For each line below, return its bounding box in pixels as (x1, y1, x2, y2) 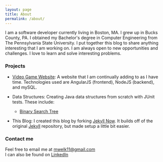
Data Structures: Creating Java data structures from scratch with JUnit (12, 93, 155, 99)
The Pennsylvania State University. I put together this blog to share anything (5, 40, 159, 46)
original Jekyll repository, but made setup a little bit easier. (12, 123, 130, 129)
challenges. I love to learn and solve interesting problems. (5, 50, 121, 56)
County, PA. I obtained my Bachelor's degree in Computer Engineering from (5, 35, 158, 41)
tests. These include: (12, 99, 55, 105)
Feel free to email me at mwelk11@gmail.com (5, 146, 95, 152)
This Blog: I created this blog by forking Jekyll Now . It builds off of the (12, 118, 153, 124)
